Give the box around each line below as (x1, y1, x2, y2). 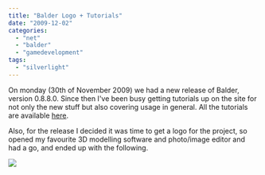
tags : (8, 56, 26, 64)
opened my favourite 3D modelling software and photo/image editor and (8, 134, 245, 144)
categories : (8, 26, 48, 34)
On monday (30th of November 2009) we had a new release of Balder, (8, 85, 240, 95)
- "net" (15, 33, 41, 42)
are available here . (8, 111, 69, 120)
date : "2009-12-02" (8, 19, 73, 27)
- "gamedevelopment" (15, 49, 84, 56)
